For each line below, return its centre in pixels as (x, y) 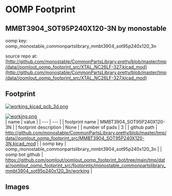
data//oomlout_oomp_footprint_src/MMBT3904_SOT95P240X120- (75, 138)
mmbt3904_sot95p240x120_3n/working (47, 171)
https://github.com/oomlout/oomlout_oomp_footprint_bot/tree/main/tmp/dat (85, 160)
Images (17, 187)
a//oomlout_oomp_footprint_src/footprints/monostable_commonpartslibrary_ (86, 165)
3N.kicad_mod (20, 143)
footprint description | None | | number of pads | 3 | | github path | (88, 127)
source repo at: (21, 56)
